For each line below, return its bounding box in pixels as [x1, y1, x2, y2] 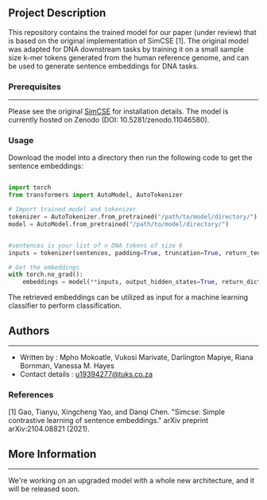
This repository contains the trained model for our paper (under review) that [8, 27, 257, 37]
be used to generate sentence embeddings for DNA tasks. [8, 61, 199, 71]
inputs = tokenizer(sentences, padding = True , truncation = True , [8, 249, 222, 257]
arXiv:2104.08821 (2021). [8, 424, 90, 434]
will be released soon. [8, 484, 80, 494]
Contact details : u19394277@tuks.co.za [19, 369, 153, 378]
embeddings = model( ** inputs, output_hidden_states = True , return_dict [22, 278, 261, 286]
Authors [8, 324, 50, 337]
